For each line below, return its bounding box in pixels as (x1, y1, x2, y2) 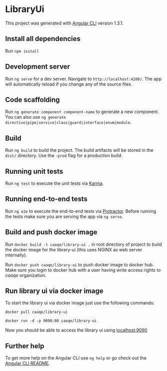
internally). (5, 252, 27, 258)
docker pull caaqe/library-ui (5, 309, 68, 315)
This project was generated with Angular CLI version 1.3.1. (5, 20, 124, 26)
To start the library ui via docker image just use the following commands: (5, 300, 155, 306)
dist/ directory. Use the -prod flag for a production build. (5, 153, 123, 159)
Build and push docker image (5, 228, 98, 236)
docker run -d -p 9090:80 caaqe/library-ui (5, 318, 97, 323)
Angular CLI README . (5, 360, 50, 366)
